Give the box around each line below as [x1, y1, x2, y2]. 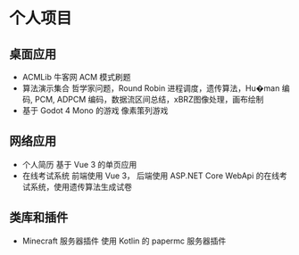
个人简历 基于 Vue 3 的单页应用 [21, 159, 137, 169]
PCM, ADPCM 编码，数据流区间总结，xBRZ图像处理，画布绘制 [34, 95, 264, 104]
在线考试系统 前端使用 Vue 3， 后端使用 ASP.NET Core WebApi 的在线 [21, 170, 279, 181]
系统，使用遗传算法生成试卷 [29, 181, 132, 192]
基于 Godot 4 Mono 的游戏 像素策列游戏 [21, 105, 169, 116]
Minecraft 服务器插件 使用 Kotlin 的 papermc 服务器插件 [21, 235, 227, 246]
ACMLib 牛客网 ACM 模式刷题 [21, 72, 131, 82]
